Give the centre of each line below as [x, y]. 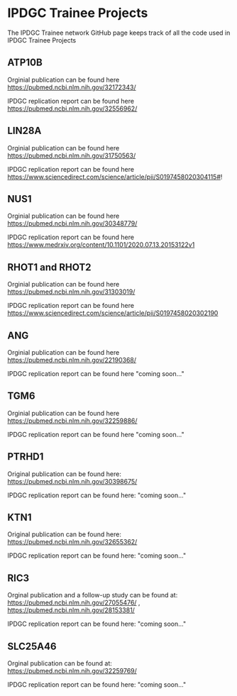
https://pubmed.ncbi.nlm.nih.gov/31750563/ [72, 155]
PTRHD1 [26, 457]
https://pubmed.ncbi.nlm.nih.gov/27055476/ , [74, 603]
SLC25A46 [32, 646]
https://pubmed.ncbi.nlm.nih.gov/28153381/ [71, 610]
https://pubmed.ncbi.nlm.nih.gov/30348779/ [72, 223]
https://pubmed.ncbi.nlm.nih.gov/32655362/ [72, 542]
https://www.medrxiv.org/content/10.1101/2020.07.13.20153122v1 [101, 245]
